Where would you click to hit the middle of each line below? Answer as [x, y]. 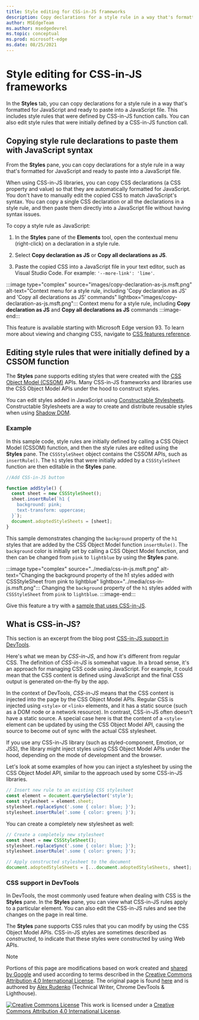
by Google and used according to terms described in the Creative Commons [99, 975]
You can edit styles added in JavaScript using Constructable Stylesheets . [96, 400]
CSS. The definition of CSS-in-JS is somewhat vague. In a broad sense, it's [98, 663]
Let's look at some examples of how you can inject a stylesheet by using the [99, 767]
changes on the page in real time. [47, 915]
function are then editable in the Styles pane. [61, 466]
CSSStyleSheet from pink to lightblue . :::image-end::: [71, 594]
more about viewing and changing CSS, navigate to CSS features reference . [99, 334]
